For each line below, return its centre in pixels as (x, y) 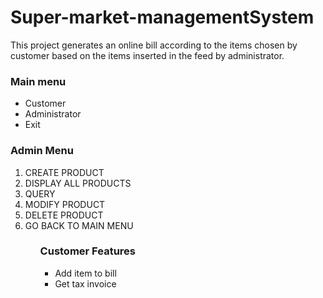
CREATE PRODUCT (64, 172)
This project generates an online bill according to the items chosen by (154, 45)
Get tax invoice (85, 283)
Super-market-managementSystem (162, 17)
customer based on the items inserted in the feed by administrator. (147, 55)
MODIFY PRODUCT (65, 204)
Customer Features (87, 251)
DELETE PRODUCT (64, 215)
